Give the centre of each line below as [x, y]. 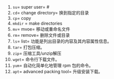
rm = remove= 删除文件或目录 [41, 35]
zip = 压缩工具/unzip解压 [37, 53]
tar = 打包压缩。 [29, 47]
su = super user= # [31, 7]
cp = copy [22, 18]
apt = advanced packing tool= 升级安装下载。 [57, 71]
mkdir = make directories [37, 23]
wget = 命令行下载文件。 [36, 59]
